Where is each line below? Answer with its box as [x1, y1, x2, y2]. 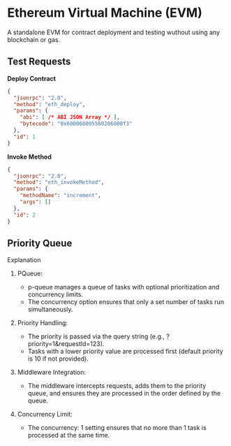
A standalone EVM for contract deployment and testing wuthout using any [7, 28, 221, 36]
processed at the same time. [27, 431, 110, 440]
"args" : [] [20, 199, 52, 206]
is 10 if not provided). [27, 354, 89, 363]
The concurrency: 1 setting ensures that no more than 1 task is [27, 424, 207, 432]
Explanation [7, 256, 41, 264]
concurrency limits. [27, 290, 84, 298]
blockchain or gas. [7, 35, 61, 43]
